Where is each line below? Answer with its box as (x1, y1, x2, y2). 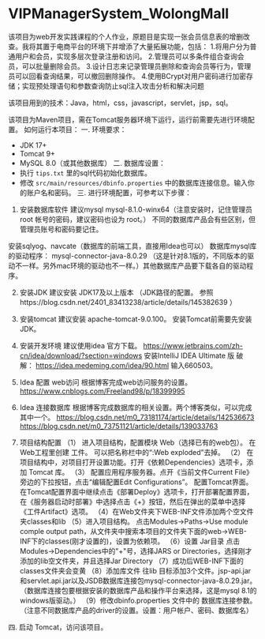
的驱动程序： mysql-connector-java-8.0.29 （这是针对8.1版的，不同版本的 (8, 250, 248, 261)
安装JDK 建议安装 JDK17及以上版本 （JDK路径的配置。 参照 (19, 288, 214, 297)
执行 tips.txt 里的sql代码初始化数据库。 (19, 167, 152, 178)
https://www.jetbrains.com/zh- (143, 340, 243, 350)
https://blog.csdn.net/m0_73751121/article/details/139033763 (19, 421, 218, 430)
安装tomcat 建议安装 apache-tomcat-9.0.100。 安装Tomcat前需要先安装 (19, 314, 252, 324)
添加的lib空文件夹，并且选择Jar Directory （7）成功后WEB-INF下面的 (19, 556, 244, 566)
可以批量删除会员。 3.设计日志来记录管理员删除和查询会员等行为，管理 (21, 61, 252, 71)
